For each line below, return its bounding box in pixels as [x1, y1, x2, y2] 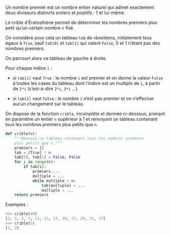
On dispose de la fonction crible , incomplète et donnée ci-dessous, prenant [5, 111, 165, 116]
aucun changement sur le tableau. [12, 101, 85, 107]
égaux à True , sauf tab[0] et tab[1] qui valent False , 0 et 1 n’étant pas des [5, 40, 160, 46]
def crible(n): [5, 131, 38, 136]
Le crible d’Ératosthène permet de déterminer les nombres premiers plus [5, 20, 157, 25]
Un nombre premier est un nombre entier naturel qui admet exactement [5, 5, 155, 10]
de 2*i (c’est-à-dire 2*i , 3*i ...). [12, 86, 79, 92]
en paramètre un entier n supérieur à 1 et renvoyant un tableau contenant [5, 116, 158, 122]
